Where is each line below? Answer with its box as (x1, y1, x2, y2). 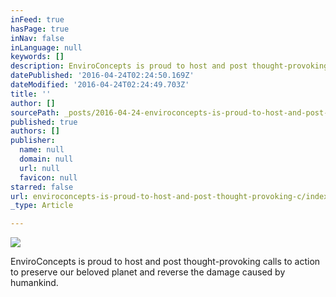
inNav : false (10, 33, 65, 43)
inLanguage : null (10, 42, 83, 53)
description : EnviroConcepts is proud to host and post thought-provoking (10, 61, 329, 71)
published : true (10, 117, 78, 127)
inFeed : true (10, 14, 65, 25)
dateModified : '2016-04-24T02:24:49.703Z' (10, 80, 190, 90)
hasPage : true (10, 24, 70, 34)
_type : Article (10, 201, 74, 211)
